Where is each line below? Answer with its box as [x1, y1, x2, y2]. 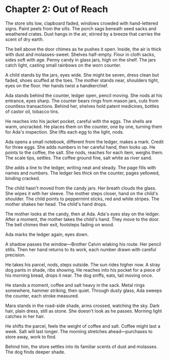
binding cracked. [5, 175, 40, 181]
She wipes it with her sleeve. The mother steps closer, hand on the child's [5, 190, 158, 196]
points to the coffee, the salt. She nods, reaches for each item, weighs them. [5, 149, 163, 155]
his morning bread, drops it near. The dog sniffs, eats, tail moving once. [5, 272, 153, 278]
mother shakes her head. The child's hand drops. [5, 201, 107, 207]
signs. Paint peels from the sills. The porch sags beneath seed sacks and [5, 25, 157, 31]
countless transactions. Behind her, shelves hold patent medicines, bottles [5, 103, 159, 109]
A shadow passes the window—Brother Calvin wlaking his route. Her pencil [5, 241, 161, 247]
